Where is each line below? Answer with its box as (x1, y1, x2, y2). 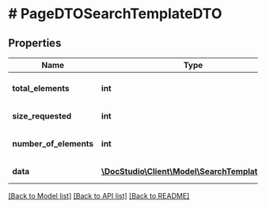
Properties (8, 36, 62, 50)
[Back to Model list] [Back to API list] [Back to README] (8, 191, 190, 200)
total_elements (12, 83, 70, 93)
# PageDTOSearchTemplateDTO (8, 5, 222, 23)
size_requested (12, 111, 72, 121)
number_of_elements (12, 138, 94, 149)
